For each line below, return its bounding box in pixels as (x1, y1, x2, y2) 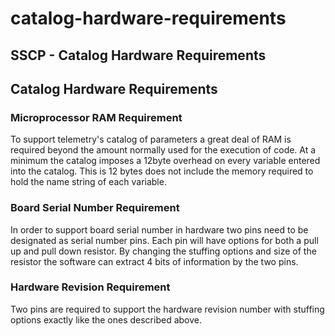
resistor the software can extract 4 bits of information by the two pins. (10, 255, 299, 267)
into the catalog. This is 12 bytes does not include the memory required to (10, 165, 314, 177)
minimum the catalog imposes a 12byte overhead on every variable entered (10, 155, 321, 167)
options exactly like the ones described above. (10, 313, 202, 326)
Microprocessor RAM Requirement (10, 110, 183, 124)
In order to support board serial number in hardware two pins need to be (10, 223, 309, 236)
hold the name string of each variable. (10, 176, 167, 188)
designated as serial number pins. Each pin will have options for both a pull (10, 234, 319, 246)
